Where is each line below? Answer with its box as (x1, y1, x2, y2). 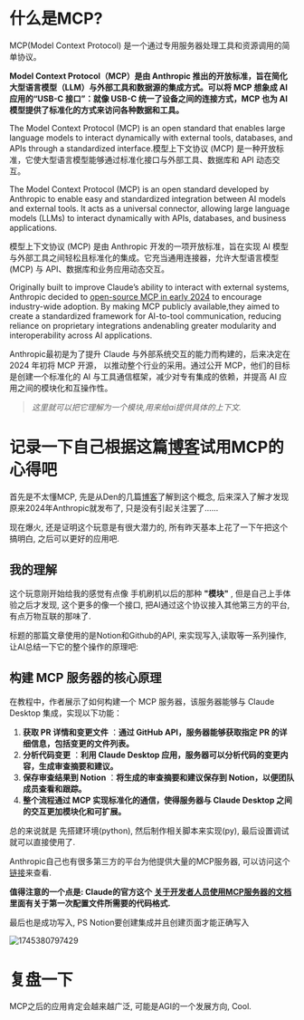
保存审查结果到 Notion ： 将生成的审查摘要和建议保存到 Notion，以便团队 (22, 772, 295, 783)
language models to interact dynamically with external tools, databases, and (9, 132, 293, 143)
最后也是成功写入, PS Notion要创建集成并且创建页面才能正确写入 (9, 917, 250, 928)
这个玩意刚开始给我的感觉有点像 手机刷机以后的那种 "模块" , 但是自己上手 (9, 588, 283, 599)
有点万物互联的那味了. (9, 611, 92, 621)
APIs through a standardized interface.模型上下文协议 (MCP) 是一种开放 (9, 142, 277, 154)
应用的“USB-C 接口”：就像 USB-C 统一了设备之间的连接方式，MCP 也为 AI (9, 92, 288, 104)
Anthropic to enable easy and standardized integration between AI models (9, 193, 287, 204)
